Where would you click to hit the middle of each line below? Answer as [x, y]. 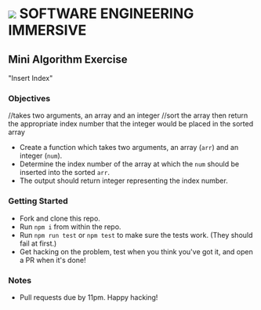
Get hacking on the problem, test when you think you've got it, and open [136, 251]
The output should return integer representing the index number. [124, 181]
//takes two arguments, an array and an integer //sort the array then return [128, 115]
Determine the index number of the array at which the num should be [129, 164]
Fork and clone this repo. [60, 218]
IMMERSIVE [47, 30]
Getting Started [38, 201]
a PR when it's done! [53, 260]
